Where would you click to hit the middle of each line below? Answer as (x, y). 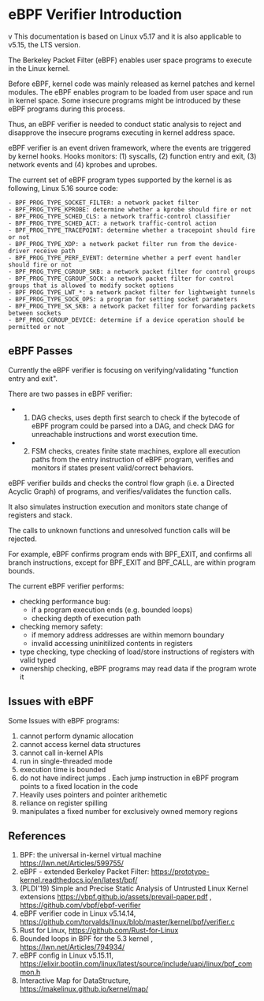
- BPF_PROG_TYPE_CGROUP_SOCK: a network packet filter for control (121, 278)
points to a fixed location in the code (79, 786)
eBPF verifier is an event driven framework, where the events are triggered (129, 148)
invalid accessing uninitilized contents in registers (112, 643)
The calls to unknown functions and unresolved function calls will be (119, 530)
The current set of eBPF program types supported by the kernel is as (120, 180)
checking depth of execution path (86, 618)
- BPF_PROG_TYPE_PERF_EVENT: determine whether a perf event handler (125, 258)
